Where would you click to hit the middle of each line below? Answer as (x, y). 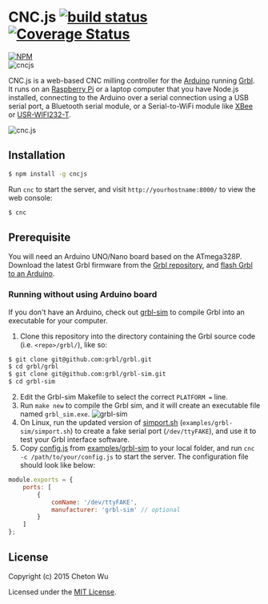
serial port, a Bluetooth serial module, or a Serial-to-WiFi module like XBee (131, 106)
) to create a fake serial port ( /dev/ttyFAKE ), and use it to (164, 431)
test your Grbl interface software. (75, 440)
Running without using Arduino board (83, 294)
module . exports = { (41, 480)
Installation (37, 155)
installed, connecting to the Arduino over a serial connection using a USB (129, 97)
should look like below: (58, 465)
